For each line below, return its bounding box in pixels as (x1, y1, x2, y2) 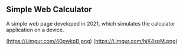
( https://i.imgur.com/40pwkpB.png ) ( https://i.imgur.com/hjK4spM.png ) (6, 37, 178, 44)
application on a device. (6, 26, 64, 33)
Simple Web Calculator (6, 5, 93, 15)
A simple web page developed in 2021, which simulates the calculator (6, 20, 176, 27)
